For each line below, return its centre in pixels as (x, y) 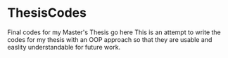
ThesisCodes (47, 13)
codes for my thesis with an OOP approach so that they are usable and (110, 39)
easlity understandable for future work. (64, 47)
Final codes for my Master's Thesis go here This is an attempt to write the (114, 32)
